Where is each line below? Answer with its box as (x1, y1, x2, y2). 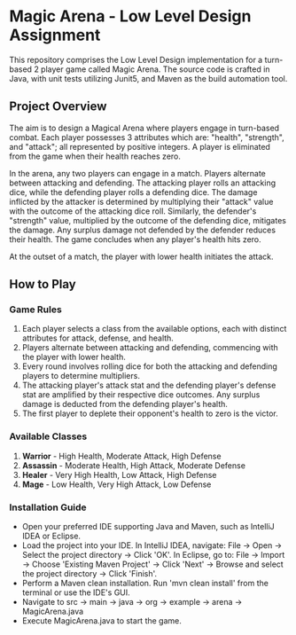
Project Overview (9, 99, 107, 114)
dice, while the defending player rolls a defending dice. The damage (9, 186, 258, 197)
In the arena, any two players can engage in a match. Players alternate (9, 168, 266, 178)
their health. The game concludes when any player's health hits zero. (9, 233, 261, 245)
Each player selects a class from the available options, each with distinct (21, 324, 287, 334)
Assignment (9, 25, 101, 45)
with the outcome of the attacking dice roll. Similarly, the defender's (9, 206, 257, 216)
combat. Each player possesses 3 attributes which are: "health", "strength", (9, 131, 285, 143)
